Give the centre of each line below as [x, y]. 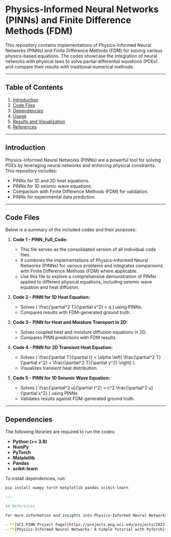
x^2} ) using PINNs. [58, 393]
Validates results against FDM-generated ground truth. [77, 399]
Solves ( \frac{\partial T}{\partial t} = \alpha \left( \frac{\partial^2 [88, 357]
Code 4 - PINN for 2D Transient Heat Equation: [63, 348]
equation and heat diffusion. [50, 287]
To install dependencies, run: [36, 478]
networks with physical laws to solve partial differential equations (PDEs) [81, 61]
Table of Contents [34, 88]
